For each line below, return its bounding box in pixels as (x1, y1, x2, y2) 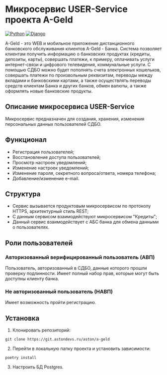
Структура (5, 190, 41, 198)
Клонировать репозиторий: (12, 327, 71, 333)
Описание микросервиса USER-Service (5, 102, 135, 111)
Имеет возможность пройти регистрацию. (5, 300, 96, 306)
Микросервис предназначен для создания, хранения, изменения (5, 116, 145, 122)
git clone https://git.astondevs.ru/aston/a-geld (5, 337, 110, 342)
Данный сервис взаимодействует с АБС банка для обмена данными (12, 219, 159, 225)
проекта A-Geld (5, 14, 73, 25)
